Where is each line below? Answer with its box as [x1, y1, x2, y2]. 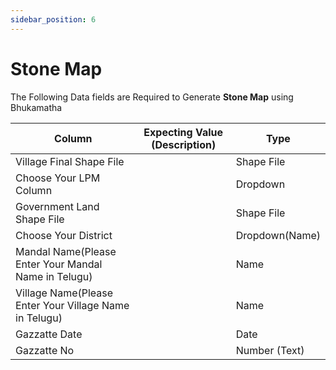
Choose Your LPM [15, 171, 101, 185]
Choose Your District [15, 228, 113, 242]
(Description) [151, 137, 217, 151]
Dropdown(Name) [235, 228, 321, 242]
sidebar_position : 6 [10, 14, 97, 25]
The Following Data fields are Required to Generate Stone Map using [10, 91, 294, 103]
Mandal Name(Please [15, 244, 117, 258]
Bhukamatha [10, 101, 63, 113]
